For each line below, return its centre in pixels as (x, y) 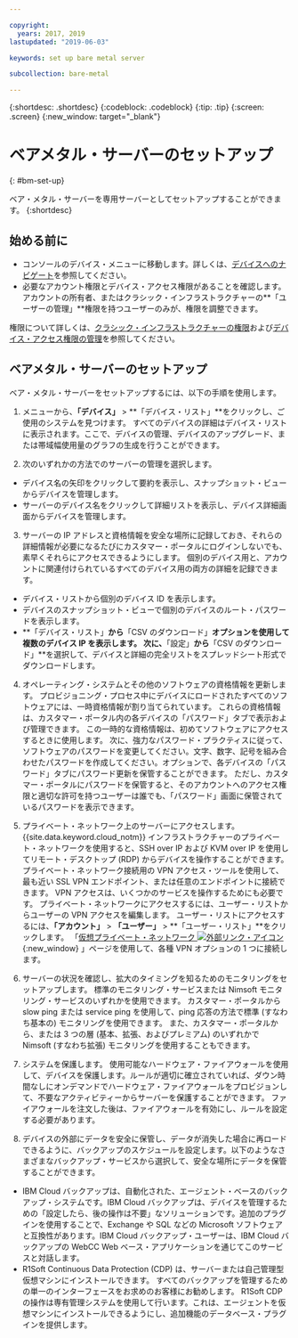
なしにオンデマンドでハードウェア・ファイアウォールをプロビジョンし (158, 1086)
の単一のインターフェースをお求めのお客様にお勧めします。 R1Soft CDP (152, 1291)
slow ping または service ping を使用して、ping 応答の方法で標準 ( (143, 1011)
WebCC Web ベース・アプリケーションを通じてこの (165, 1246)
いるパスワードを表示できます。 (81, 806)
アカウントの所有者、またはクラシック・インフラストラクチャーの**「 (150, 297)
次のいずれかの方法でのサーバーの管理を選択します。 (119, 463)
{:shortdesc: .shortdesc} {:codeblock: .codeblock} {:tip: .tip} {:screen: (137, 107)
